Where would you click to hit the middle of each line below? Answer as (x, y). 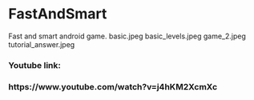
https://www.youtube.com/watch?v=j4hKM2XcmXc (113, 86)
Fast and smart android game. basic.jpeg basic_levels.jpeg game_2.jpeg (127, 36)
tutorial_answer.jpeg (42, 44)
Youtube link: (35, 65)
